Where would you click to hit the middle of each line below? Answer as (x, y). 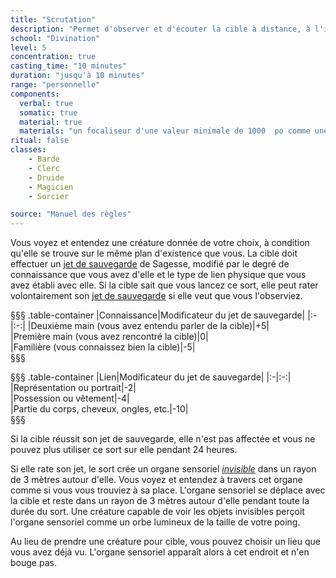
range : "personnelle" (55, 85)
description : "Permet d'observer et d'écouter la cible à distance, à (160, 29)
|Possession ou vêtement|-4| (70, 398)
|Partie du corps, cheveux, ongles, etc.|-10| (99, 409)
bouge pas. (33, 563)
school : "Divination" (55, 38)
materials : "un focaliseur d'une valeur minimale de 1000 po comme (165, 131)
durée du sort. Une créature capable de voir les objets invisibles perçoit (157, 512)
